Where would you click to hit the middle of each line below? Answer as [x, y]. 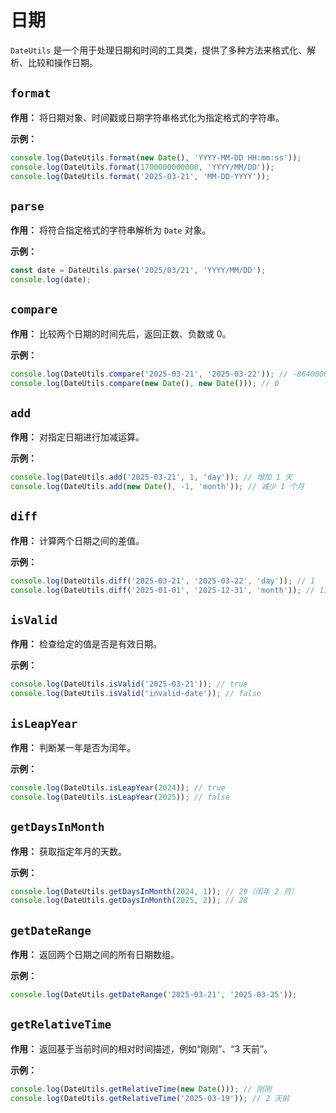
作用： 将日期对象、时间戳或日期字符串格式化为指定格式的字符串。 [147, 117]
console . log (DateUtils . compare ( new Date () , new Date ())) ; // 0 [145, 383]
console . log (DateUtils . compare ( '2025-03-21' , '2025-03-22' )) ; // [149, 374]
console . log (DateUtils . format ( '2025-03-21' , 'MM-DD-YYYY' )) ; [140, 176]
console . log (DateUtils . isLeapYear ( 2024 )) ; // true [118, 788]
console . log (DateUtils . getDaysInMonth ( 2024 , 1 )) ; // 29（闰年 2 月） [154, 891]
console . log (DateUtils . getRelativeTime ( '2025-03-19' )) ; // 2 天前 [150, 1098]
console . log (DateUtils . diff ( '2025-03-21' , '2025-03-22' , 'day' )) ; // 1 [162, 581]
